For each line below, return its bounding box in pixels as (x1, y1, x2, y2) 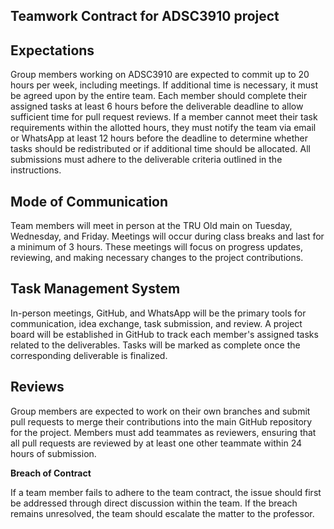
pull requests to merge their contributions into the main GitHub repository (10, 415, 313, 428)
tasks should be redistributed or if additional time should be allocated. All (10, 143, 311, 155)
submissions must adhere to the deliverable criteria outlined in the (10, 154, 283, 166)
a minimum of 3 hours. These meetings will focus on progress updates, (10, 241, 304, 253)
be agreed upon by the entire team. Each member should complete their (10, 90, 308, 102)
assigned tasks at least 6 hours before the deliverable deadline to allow (10, 100, 304, 113)
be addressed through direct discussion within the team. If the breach (10, 497, 298, 509)
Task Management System (10, 280, 181, 298)
